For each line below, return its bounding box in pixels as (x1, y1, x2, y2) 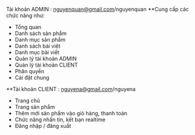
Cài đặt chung (14, 74, 49, 81)
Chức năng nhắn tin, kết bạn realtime (14, 116, 106, 123)
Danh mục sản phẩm (14, 36, 66, 43)
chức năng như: (6, 12, 45, 19)
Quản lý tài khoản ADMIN (14, 55, 77, 62)
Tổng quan (14, 24, 42, 30)
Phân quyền (14, 68, 45, 74)
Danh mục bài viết (14, 49, 59, 56)
